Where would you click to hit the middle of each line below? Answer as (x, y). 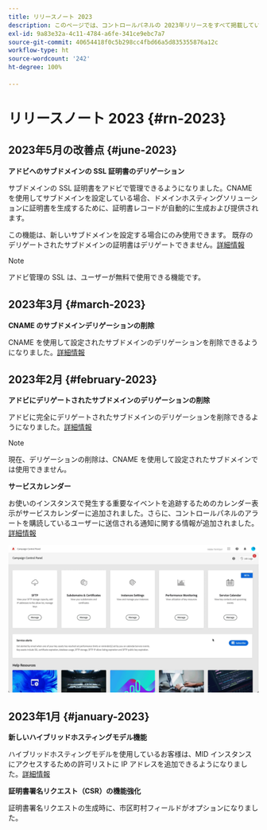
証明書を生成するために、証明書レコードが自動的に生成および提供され (144, 208)
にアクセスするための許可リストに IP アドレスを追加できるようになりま (124, 764)
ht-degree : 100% (35, 68)
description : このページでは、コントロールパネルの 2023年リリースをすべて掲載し (128, 25)
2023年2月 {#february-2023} (83, 380)
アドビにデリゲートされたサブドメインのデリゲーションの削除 (109, 400)
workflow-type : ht (39, 51)
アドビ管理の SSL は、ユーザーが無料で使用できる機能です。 (106, 277)
